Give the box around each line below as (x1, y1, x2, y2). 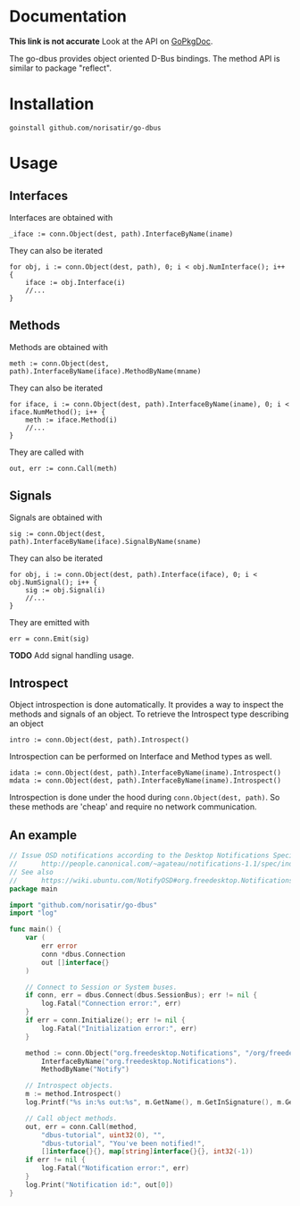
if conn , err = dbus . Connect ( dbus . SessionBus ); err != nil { (25, 991, 258, 1000)
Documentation (9, 6, 128, 27)
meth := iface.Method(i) (25, 415, 118, 424)
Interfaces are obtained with (9, 212, 113, 222)
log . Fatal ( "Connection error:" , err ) (41, 999, 181, 1009)
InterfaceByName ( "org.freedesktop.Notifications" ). (41, 1057, 238, 1066)
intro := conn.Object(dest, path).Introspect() (9, 735, 190, 745)
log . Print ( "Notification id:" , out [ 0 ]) (25, 1180, 174, 1189)
